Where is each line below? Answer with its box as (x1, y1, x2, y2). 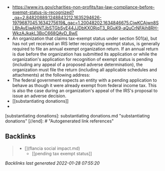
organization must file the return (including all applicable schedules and (12, 67, 157, 73)
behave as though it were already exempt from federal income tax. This (12, 83, 157, 88)
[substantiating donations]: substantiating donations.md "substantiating (5, 113, 150, 118)
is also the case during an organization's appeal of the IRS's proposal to (12, 88, 158, 93)
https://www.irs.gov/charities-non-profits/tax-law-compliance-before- (12, 4, 155, 10)
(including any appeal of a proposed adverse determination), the (12, 61, 143, 67)
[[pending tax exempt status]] (31, 150, 92, 156)
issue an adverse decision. (12, 93, 67, 99)
